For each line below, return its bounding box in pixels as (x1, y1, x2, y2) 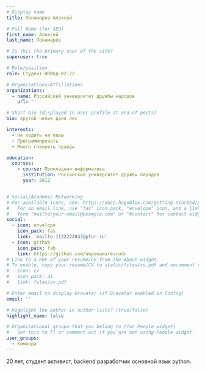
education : (6, 154, 34, 161)
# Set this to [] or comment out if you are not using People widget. (6, 329, 195, 335)
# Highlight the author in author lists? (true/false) (6, 307, 149, 313)
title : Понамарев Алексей (6, 15, 72, 21)
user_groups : (6, 335, 40, 342)
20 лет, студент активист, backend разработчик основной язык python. (6, 358, 192, 365)
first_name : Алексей (6, 31, 59, 37)
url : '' (17, 99, 37, 105)
